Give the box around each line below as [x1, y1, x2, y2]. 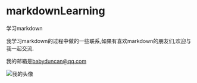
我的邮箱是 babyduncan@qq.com [6, 57, 87, 64]
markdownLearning [6, 4, 105, 18]
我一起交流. [6, 45, 35, 52]
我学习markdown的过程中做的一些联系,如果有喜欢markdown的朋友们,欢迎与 [6, 37, 192, 44]
